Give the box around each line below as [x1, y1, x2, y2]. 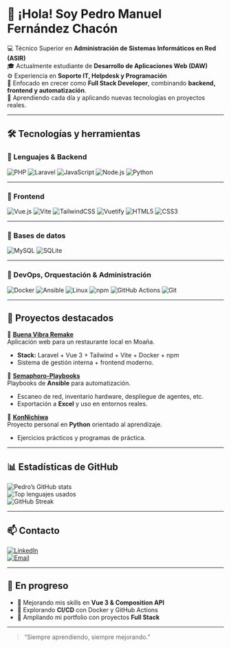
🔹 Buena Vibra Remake [7, 331, 74, 339]
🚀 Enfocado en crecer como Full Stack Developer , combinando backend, [7, 79, 216, 87]
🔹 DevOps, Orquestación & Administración [7, 270, 151, 280]
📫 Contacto [7, 525, 60, 536]
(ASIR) [7, 54, 26, 62]
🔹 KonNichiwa [7, 413, 49, 421]
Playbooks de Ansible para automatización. [7, 379, 131, 388]
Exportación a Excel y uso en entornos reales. [16, 399, 148, 408]
